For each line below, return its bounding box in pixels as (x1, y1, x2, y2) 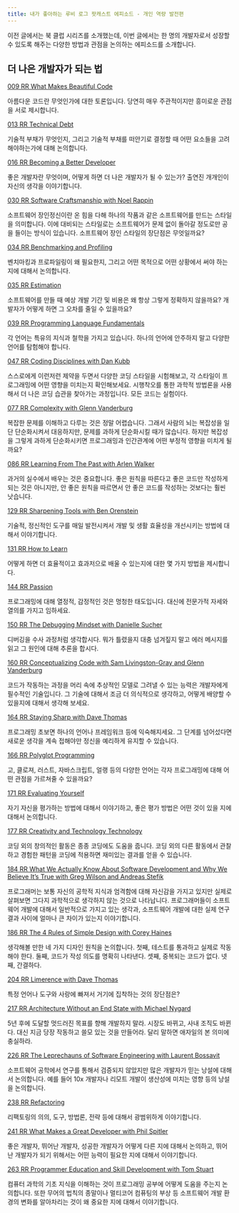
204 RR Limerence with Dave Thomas (7, 975, 118, 984)
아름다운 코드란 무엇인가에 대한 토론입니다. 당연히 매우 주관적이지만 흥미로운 (7, 97, 219, 106)
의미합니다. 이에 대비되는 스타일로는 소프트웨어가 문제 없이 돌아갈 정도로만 (14, 219, 221, 229)
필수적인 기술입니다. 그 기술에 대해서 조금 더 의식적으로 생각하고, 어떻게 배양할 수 (7, 690, 232, 698)
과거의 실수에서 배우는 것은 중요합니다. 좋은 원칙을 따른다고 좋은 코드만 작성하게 (7, 475, 228, 483)
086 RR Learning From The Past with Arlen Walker (7, 460, 155, 468)
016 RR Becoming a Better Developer (7, 158, 116, 167)
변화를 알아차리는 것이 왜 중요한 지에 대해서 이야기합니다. (20, 1198, 179, 1207)
